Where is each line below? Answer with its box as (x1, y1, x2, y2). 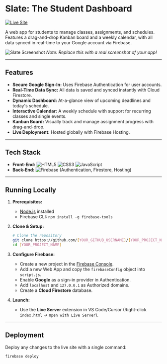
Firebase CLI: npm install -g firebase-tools (19, 214, 113, 220)
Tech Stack (5, 148, 41, 157)
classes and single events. (12, 113, 67, 119)
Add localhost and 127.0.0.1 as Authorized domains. (19, 282, 130, 288)
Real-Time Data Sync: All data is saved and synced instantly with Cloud (12, 87, 160, 92)
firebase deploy (5, 354, 39, 359)
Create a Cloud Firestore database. (19, 287, 93, 293)
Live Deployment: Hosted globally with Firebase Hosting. (12, 129, 130, 135)
